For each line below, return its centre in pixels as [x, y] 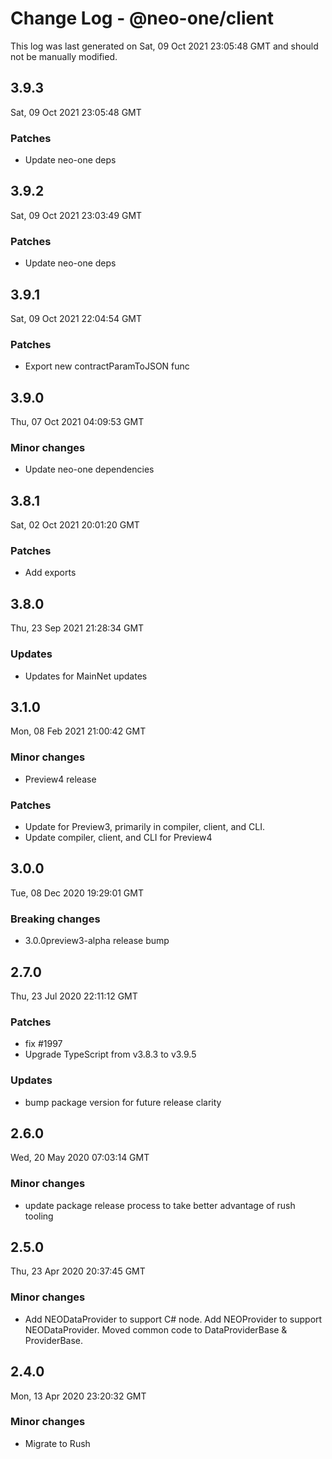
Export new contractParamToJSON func [107, 366]
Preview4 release [60, 779]
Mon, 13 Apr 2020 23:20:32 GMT [78, 1396]
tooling [39, 1216]
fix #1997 [43, 1044]
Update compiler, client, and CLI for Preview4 [118, 837]
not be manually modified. [64, 56]
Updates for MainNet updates [86, 676]
